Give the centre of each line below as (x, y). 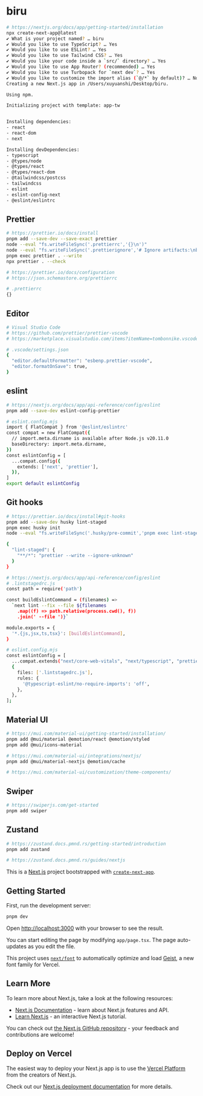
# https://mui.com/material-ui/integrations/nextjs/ (74, 756)
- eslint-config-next (34, 195)
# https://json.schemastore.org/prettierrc (62, 278)
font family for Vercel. (33, 964)
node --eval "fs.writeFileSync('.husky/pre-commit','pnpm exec (88, 533)
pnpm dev (17, 917)
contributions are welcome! (40, 1034)
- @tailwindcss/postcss (36, 178)
